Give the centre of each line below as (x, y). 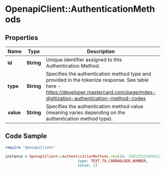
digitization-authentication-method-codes (96, 98)
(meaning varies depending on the (85, 113)
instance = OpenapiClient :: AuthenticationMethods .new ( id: (66, 156)
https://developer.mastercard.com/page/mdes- (101, 92)
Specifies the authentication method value (95, 106)
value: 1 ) (88, 166)
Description (101, 51)
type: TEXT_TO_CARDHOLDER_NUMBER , (113, 161)
